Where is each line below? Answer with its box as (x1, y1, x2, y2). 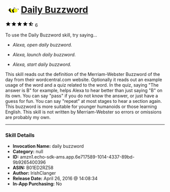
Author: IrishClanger (12, 170, 56, 176)
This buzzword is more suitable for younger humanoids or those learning (5, 103, 157, 109)
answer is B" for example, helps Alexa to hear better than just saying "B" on (5, 87, 163, 93)
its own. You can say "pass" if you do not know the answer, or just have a (5, 93, 158, 99)
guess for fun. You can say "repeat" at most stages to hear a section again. (5, 98, 162, 104)
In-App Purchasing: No (12, 181, 62, 187)
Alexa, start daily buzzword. (12, 61, 72, 67)
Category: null (12, 148, 44, 155)
